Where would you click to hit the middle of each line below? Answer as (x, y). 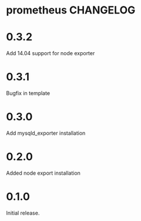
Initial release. (23, 213)
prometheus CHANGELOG (71, 10)
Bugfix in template (28, 93)
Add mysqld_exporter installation (46, 133)
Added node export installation (43, 173)
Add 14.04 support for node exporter (51, 53)
